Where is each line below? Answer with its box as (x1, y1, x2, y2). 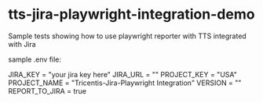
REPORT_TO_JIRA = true (8, 86, 86, 95)
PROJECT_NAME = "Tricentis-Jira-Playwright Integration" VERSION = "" (8, 78, 242, 87)
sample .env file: (8, 55, 61, 64)
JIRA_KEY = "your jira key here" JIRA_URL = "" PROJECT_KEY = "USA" (8, 69, 238, 79)
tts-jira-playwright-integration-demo (8, 5, 255, 23)
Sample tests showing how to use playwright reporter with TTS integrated (8, 31, 247, 41)
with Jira (8, 39, 37, 48)
